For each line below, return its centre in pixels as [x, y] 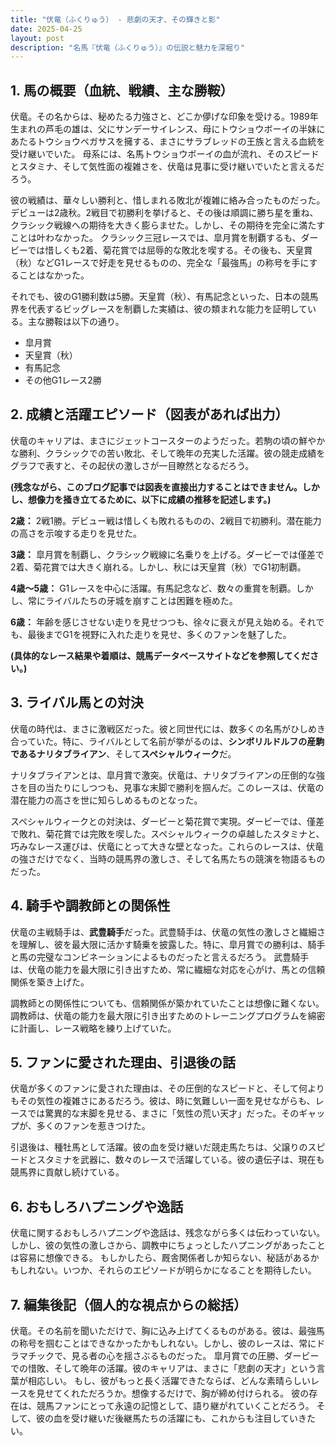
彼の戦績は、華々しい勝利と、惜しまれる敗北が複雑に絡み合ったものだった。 [168, 200]
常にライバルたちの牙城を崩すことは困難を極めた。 [132, 600]
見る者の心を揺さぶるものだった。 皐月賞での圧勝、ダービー [195, 1355]
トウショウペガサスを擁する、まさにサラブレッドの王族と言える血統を [181, 142]
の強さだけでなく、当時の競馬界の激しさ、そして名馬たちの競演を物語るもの [168, 858]
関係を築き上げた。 [50, 982]
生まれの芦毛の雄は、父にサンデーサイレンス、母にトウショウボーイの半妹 [163, 129]
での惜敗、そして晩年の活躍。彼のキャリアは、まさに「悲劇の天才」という [163, 1368]
